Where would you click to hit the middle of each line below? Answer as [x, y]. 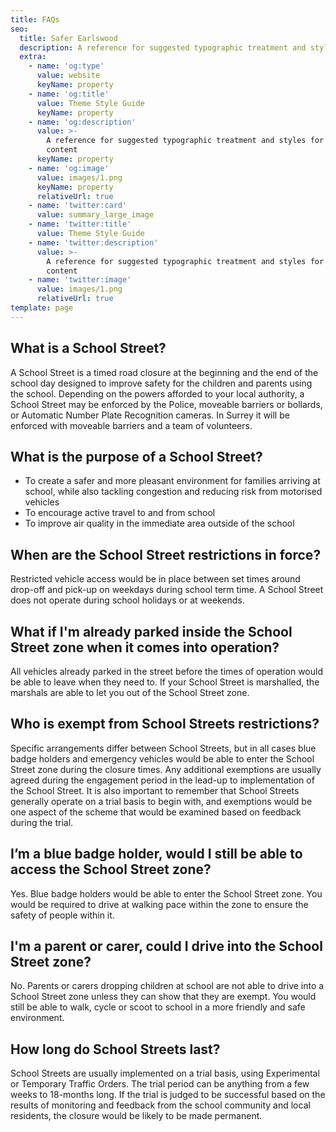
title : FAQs [35, 19]
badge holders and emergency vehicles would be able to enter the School [162, 758]
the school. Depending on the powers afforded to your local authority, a [157, 393]
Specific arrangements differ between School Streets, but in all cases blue [163, 748]
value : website [68, 76]
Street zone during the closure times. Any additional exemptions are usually [166, 769]
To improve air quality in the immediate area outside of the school [159, 523]
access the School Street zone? [111, 869]
